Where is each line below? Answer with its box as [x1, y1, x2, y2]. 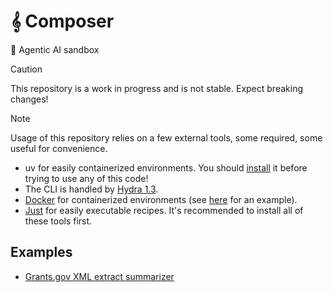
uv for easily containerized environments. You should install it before [24, 161, 308, 174]
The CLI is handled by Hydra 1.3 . [24, 183, 159, 195]
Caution [10, 63, 43, 75]
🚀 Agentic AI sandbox [10, 43, 100, 55]
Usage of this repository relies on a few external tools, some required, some [10, 131, 323, 144]
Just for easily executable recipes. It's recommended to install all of [24, 204, 304, 216]
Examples [10, 244, 73, 261]
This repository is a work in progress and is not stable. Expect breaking [10, 82, 303, 94]
